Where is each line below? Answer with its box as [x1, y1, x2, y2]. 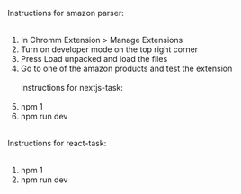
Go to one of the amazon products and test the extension [20, 63, 233, 74]
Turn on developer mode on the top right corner [20, 44, 199, 55]
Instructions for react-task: [7, 138, 107, 148]
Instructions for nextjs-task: [20, 83, 124, 93]
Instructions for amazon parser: [7, 8, 124, 18]
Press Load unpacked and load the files [20, 54, 168, 64]
